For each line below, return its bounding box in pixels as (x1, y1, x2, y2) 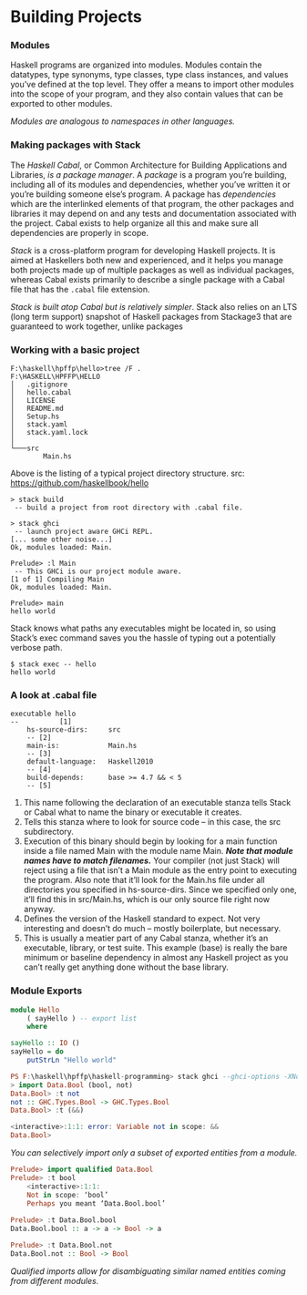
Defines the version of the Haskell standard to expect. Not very (23, 913, 261, 924)
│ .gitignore (10, 380, 68, 389)
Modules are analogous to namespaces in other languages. (10, 116, 236, 127)
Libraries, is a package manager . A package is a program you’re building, (10, 169, 288, 180)
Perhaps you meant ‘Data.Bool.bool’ (26, 1198, 167, 1208)
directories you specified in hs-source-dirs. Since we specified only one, (23, 884, 297, 895)
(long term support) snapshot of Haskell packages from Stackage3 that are (10, 311, 292, 322)
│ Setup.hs (10, 412, 60, 421)
